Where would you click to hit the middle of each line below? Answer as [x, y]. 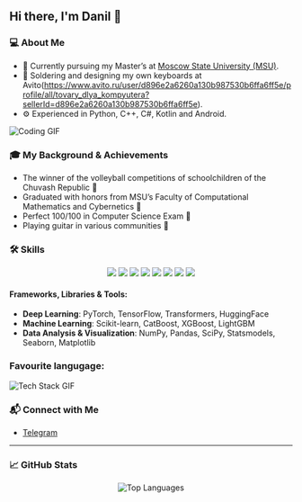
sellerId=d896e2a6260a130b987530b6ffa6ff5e [110, 103]
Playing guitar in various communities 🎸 [95, 225]
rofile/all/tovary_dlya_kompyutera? [86, 94]
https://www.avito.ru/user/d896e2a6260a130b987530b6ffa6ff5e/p [168, 85]
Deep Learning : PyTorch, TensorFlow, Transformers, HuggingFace [146, 314]
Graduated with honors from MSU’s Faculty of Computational [135, 197]
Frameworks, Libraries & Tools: [68, 294]
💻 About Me [37, 43]
